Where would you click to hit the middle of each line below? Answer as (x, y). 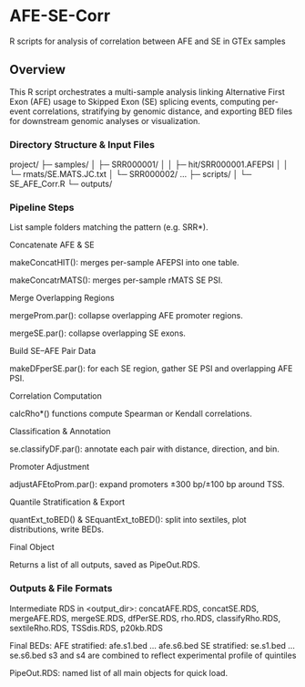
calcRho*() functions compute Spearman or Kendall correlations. (131, 414)
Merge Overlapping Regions (62, 298)
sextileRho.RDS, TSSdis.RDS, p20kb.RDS (86, 628)
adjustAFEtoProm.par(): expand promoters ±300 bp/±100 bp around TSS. (147, 484)
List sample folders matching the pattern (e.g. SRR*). (109, 227)
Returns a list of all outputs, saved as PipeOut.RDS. (105, 565)
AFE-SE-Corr (60, 16)
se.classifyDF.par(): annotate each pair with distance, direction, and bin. (145, 449)
